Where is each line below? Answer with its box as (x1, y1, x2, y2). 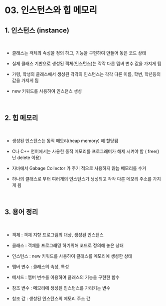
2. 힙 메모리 (4, 113, 38, 122)
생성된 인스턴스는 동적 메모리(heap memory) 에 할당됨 (11, 137, 119, 143)
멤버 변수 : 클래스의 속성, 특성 (11, 263, 69, 269)
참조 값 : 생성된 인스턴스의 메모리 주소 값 (11, 295, 91, 301)
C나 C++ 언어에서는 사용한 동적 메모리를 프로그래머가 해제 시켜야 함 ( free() (11, 148, 160, 154)
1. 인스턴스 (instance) (4, 26, 69, 34)
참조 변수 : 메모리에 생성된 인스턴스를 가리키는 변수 (11, 284, 111, 290)
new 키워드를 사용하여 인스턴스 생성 (11, 88, 82, 94)
